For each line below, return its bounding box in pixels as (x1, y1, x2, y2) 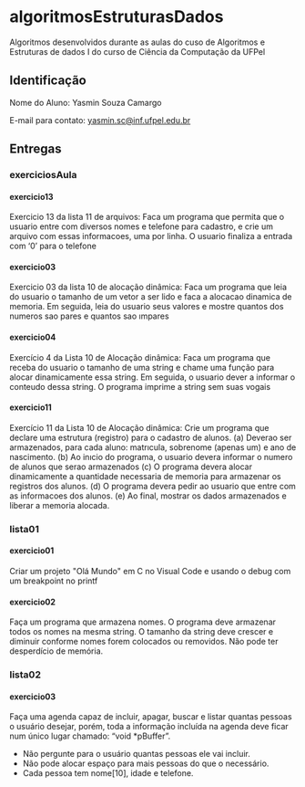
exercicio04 (9, 331, 56, 343)
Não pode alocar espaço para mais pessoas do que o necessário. (22, 758, 269, 769)
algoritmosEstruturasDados (9, 6, 224, 27)
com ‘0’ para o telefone (9, 240, 97, 252)
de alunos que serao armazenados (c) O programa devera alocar (9, 461, 253, 472)
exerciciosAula (9, 169, 77, 182)
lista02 (9, 668, 41, 681)
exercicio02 (9, 596, 56, 607)
